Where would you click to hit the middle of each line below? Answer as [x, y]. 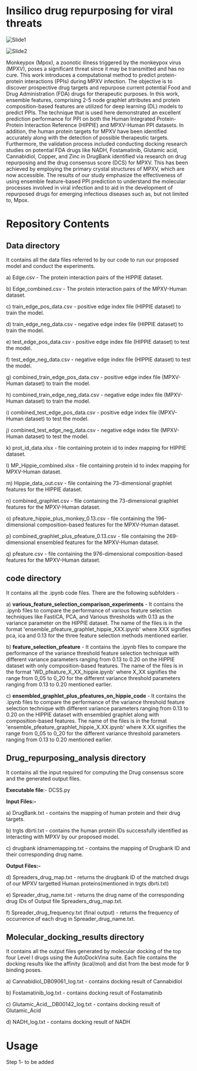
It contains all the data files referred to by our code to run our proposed [93, 260]
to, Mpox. [18, 200]
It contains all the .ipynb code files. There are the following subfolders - [93, 592]
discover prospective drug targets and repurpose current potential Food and [98, 87]
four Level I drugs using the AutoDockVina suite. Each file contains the [91, 957]
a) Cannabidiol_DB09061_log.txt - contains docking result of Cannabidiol [94, 982]
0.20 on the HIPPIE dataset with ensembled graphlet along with [83, 714]
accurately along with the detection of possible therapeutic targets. [88, 137]
